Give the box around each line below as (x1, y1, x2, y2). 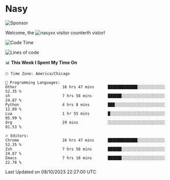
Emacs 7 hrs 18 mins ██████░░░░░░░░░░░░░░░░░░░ (5, 155, 165, 160)
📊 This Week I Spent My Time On (5, 59, 77, 65)
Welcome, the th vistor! (5, 29, 105, 35)
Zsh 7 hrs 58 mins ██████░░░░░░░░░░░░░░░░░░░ (5, 147, 165, 152)
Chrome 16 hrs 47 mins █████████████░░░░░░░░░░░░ (5, 137, 165, 142)
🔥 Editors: (5, 133, 29, 138)
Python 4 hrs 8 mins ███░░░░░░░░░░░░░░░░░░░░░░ (5, 102, 165, 107)
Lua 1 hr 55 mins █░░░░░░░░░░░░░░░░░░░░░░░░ (5, 111, 165, 116)
